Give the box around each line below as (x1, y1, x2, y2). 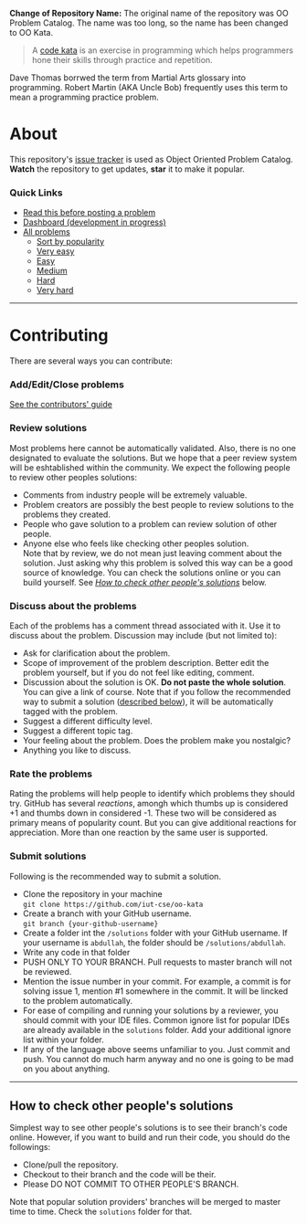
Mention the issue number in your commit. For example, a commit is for (22, 976, 291, 987)
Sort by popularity (36, 237, 105, 248)
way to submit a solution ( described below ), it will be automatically (22, 696, 274, 707)
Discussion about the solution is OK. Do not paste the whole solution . (22, 677, 286, 688)
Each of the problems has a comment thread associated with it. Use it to (9, 620, 281, 631)
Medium (36, 265, 68, 277)
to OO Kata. (9, 27, 53, 37)
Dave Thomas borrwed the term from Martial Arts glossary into (9, 72, 247, 83)
